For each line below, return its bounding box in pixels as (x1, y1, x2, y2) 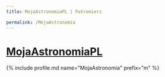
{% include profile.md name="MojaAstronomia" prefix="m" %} (6, 65, 160, 72)
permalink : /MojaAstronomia (6, 19, 76, 25)
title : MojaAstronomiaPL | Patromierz (6, 8, 102, 15)
